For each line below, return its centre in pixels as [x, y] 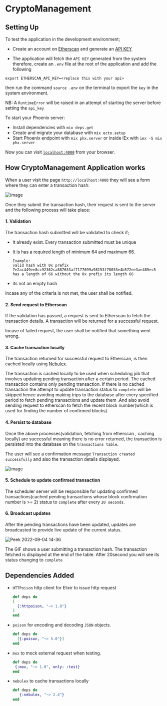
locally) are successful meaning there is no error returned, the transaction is [83, 439]
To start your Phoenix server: [35, 118]
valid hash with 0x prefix [40, 266]
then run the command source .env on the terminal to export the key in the [82, 88]
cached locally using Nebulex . [36, 364]
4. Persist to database [28, 422]
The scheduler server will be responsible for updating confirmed [71, 491]
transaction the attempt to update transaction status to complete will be [78, 390]
